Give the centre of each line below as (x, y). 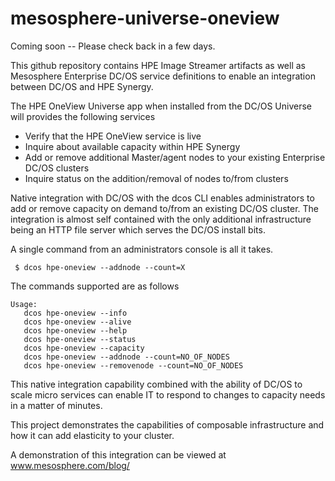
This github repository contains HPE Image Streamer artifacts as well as (158, 65)
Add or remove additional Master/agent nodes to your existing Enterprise (175, 157)
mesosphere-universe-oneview (145, 18)
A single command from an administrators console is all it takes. (142, 249)
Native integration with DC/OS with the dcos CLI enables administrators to (162, 198)
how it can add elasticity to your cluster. (92, 435)
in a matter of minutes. (56, 405)
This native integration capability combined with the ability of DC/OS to (156, 384)
